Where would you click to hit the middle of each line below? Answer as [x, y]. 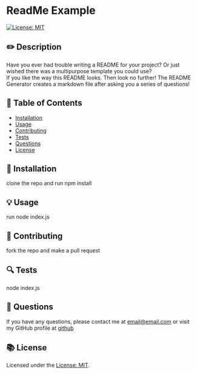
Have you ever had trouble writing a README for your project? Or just [93, 65]
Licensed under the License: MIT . [48, 365]
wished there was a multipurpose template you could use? [79, 71]
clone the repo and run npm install [49, 183]
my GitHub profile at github [40, 328]
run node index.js [28, 217]
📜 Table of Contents [44, 103]
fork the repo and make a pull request [53, 251]
